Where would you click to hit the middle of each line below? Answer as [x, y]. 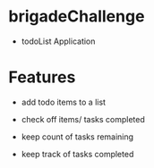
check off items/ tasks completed [83, 119]
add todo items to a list [64, 102]
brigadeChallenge [77, 17]
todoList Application [58, 41]
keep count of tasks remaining [77, 137]
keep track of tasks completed [77, 154]
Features [42, 77]
